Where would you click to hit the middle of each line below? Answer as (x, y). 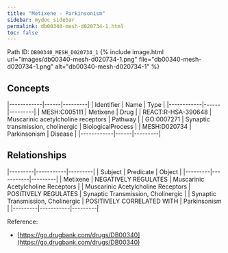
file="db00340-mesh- (170, 60)
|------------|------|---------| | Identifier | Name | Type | (86, 105)
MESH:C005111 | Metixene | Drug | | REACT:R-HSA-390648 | (126, 112)
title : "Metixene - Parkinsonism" (56, 13)
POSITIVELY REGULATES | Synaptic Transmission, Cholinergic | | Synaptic (112, 193)
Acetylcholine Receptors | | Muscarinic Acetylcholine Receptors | (99, 186)
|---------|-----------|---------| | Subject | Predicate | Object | (94, 171)
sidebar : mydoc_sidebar (41, 20)
